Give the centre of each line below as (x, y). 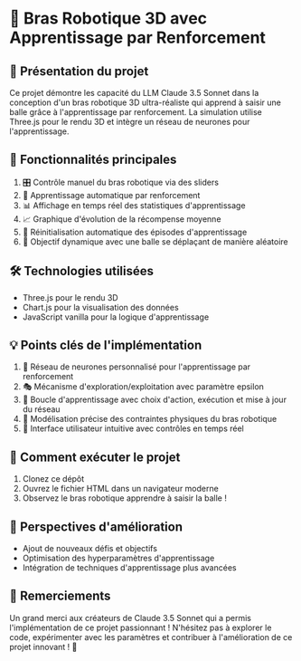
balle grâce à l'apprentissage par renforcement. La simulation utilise (136, 112)
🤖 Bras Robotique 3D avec (108, 19)
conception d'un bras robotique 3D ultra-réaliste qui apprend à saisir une (146, 102)
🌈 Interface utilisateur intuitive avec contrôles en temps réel (133, 428)
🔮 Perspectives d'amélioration (96, 527)
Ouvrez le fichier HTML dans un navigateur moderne (120, 489)
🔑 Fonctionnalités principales (93, 160)
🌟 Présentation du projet (79, 71)
